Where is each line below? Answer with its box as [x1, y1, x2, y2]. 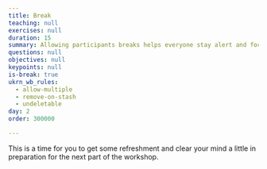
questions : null [8, 48, 62, 56]
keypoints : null [8, 63, 62, 71]
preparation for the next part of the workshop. [8, 152, 159, 161]
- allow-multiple [15, 85, 73, 94]
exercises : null [8, 26, 62, 34]
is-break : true [8, 71, 59, 79]
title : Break [8, 11, 52, 20]
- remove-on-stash [15, 93, 77, 101]
